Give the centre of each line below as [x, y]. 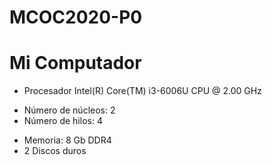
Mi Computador [75, 63]
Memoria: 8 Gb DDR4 [67, 140]
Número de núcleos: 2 [69, 110]
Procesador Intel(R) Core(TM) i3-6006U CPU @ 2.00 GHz [142, 91]
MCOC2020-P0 [76, 17]
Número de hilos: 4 [63, 121]
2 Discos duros [55, 151]
